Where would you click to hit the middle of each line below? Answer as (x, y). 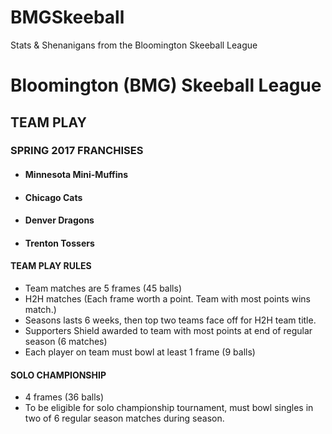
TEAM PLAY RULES (51, 266)
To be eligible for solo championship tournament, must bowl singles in (169, 408)
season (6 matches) (66, 342)
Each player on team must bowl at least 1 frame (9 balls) (140, 352)
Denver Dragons (59, 220)
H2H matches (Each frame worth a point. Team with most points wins (167, 299)
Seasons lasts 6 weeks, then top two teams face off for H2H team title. (170, 320)
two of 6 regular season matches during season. (124, 418)
